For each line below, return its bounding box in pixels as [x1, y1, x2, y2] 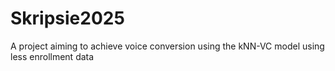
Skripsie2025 [10, 7, 125, 30]
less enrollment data [10, 50, 95, 62]
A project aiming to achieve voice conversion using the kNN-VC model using [10, 40, 325, 52]
